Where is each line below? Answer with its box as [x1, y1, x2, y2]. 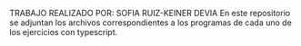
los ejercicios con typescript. [9, 27, 118, 37]
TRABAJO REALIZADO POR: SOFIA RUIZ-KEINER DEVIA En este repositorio [9, 8, 291, 18]
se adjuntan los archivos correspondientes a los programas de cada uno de [9, 17, 293, 28]
